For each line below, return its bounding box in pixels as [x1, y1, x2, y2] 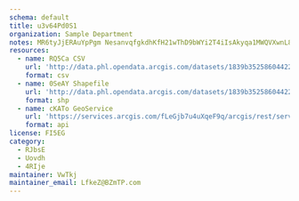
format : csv [25, 71, 69, 80]
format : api [25, 121, 69, 130]
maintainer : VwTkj [9, 170, 77, 179]
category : [9, 137, 46, 146]
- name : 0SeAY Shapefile [17, 79, 109, 88]
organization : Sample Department [9, 29, 133, 38]
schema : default [9, 12, 69, 22]
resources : [9, 46, 50, 55]
